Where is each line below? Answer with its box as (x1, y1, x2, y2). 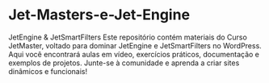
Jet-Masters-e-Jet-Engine (8, 6, 191, 24)
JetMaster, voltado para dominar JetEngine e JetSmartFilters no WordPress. (8, 40, 263, 50)
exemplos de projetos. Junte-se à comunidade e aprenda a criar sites (8, 58, 240, 68)
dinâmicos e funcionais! (8, 66, 88, 76)
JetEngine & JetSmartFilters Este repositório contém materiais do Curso (8, 32, 248, 42)
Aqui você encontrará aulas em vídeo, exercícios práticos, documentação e (8, 49, 260, 59)
